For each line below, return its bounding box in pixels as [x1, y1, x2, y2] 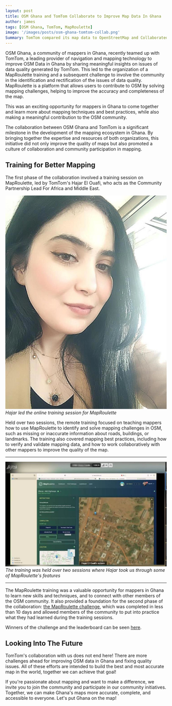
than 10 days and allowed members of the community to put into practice [5, 609, 160, 615]
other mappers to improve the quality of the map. [5, 447, 109, 453]
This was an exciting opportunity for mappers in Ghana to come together [5, 103, 159, 110]
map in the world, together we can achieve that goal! [5, 669, 117, 675]
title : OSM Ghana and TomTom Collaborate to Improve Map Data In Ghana [5, 13, 161, 19]
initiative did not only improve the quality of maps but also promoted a [5, 141, 153, 146]
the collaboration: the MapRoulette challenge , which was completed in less [5, 603, 163, 609]
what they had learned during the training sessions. [5, 614, 114, 621]
